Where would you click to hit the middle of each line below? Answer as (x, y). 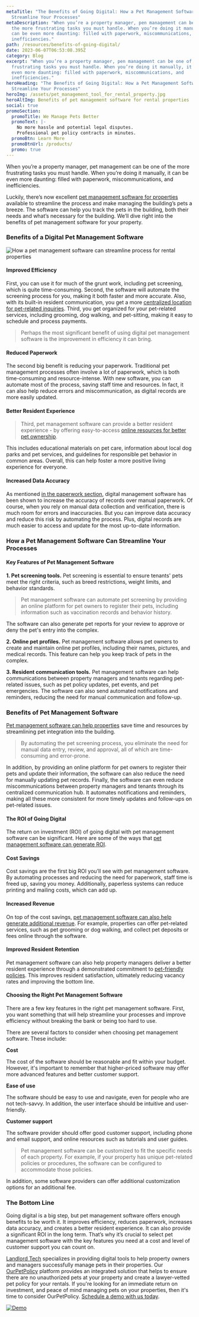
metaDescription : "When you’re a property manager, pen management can (96, 23)
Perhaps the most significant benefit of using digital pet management (105, 333)
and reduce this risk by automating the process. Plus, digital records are (94, 519)
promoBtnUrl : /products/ (42, 144)
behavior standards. (31, 588)
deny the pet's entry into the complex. (53, 630)
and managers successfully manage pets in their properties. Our (85, 1265)
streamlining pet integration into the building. (61, 732)
